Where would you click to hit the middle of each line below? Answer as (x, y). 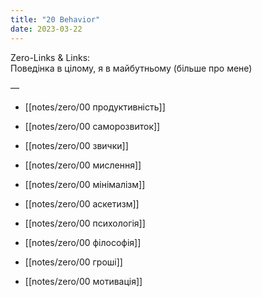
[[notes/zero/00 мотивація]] (83, 281)
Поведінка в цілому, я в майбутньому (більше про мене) (131, 68)
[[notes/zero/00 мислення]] (83, 165)
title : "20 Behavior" (55, 19)
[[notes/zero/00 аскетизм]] (82, 203)
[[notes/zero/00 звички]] (76, 145)
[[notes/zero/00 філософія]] (83, 242)
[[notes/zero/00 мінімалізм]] (85, 184)
